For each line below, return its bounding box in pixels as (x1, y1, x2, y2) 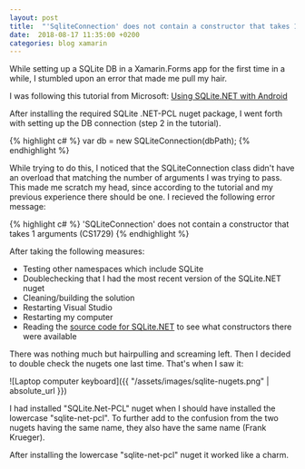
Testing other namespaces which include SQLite (22, 264, 204, 275)
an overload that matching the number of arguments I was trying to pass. (9, 172, 283, 183)
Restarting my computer (22, 312, 113, 323)
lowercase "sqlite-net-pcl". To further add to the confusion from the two (9, 413, 280, 424)
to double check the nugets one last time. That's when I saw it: (9, 358, 244, 369)
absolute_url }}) (9, 386, 68, 396)
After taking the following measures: (9, 246, 145, 257)
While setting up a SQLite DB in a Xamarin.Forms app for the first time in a (9, 64, 286, 74)
